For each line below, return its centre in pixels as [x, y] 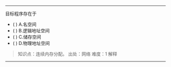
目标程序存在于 [21, 14]
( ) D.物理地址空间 [31, 43]
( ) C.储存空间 [27, 37]
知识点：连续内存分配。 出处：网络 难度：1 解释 [67, 54]
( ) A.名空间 [24, 24]
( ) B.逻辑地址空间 [31, 30]
